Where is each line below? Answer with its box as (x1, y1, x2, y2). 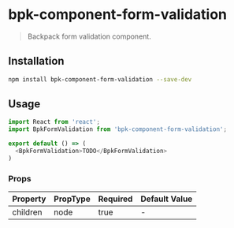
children (12, 207, 43, 218)
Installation (8, 54, 65, 68)
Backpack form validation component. (27, 32, 151, 41)
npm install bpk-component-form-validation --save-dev (8, 75, 192, 84)
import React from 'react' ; (8, 118, 101, 126)
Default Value (140, 193, 193, 204)
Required (98, 193, 133, 204)
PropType (54, 193, 91, 204)
